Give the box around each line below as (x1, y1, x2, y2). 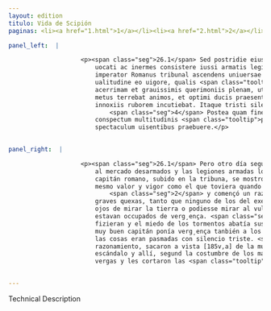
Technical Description (8, 293, 81, 303)
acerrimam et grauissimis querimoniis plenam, (94, 85, 254, 93)
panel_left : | (8, 41, 60, 49)
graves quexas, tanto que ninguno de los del (94, 197, 251, 205)
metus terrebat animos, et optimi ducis (94, 93, 232, 102)
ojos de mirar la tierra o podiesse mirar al (94, 205, 251, 214)
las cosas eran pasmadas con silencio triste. (94, 234, 254, 243)
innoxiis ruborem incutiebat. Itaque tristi (94, 101, 248, 109)
